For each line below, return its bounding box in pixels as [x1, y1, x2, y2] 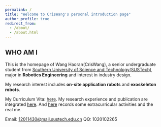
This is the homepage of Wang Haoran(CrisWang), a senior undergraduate [5, 61, 156, 67]
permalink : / [5, 7, 32, 12]
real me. [5, 106, 22, 112]
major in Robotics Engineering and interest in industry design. [5, 72, 132, 78]
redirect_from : [5, 21, 36, 26]
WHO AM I [5, 48, 38, 57]
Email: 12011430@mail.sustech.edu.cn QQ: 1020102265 [5, 116, 117, 122]
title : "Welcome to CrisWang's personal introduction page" [5, 12, 131, 17]
